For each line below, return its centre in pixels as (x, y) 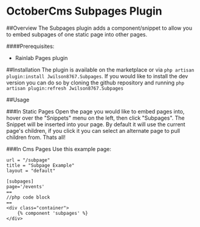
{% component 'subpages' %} (53, 213)
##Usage (18, 100)
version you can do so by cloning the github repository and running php (95, 83)
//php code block (28, 197)
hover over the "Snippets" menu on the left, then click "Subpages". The (95, 118)
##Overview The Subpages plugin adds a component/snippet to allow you (99, 28)
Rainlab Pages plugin (41, 58)
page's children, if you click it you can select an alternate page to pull (93, 130)
